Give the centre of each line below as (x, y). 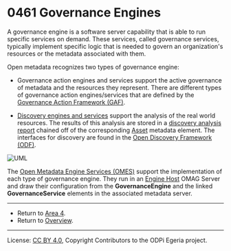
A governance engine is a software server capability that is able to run (107, 32)
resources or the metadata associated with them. (77, 54)
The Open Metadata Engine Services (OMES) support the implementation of (114, 171)
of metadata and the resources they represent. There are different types (119, 87)
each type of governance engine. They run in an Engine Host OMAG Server (114, 178)
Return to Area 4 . (41, 213)
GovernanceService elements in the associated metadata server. (100, 193)
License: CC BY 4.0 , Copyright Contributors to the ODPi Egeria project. (107, 240)
